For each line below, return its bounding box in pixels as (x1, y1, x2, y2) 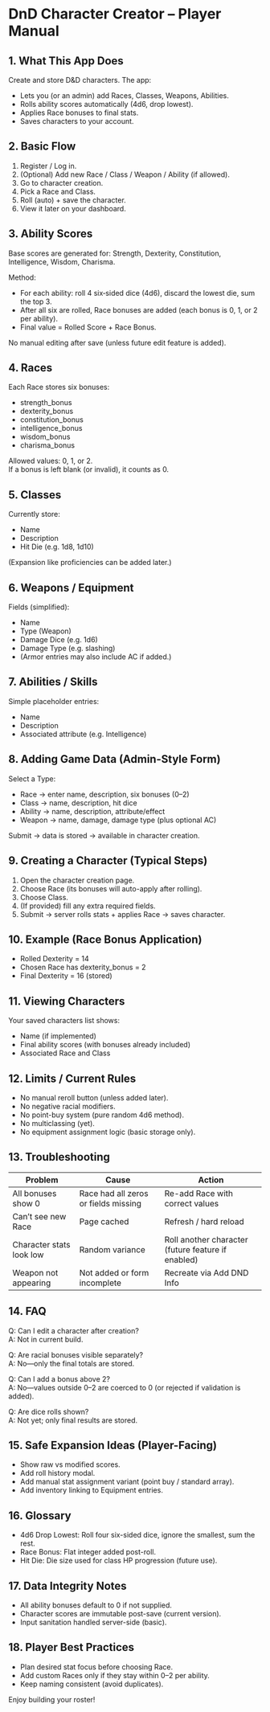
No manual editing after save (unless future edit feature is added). (8, 338, 227, 347)
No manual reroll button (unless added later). (19, 1092, 169, 1102)
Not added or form (79, 1267, 149, 1278)
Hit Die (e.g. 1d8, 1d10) (19, 542, 94, 551)
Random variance (79, 1243, 146, 1255)
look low (12, 1249, 44, 1260)
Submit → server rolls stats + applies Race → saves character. (19, 909, 226, 919)
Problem (25, 1174, 59, 1186)
